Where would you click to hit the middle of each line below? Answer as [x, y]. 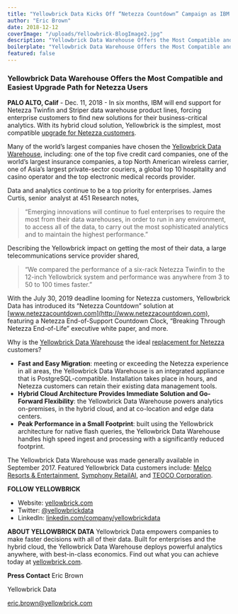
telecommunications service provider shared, [73, 256]
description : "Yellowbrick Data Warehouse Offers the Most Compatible [114, 40]
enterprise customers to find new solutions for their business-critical [107, 118]
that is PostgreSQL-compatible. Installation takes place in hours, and [117, 379]
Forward [30, 401]
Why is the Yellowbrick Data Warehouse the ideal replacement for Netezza [116, 342]
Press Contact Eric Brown [45, 576]
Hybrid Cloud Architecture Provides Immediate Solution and [108, 394]
